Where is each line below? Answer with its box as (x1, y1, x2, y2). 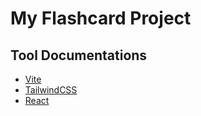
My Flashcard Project (10, 7, 192, 30)
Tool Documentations (10, 47, 148, 64)
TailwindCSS (24, 84, 78, 96)
